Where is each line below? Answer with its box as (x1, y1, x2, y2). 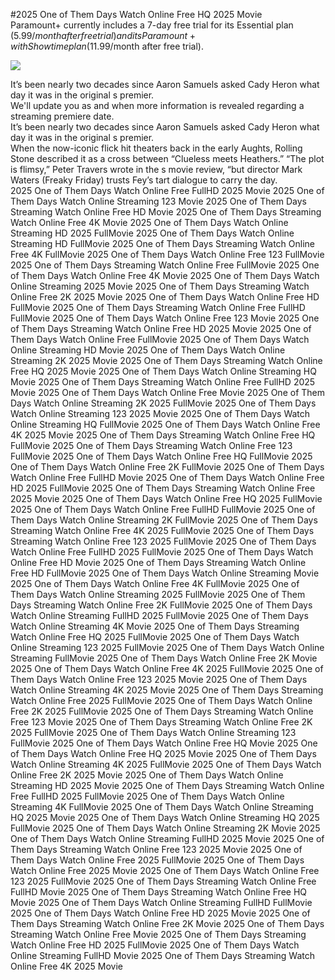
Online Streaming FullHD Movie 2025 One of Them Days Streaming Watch (10, 950, 316, 961)
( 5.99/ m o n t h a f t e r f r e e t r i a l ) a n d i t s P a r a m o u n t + (10, 30, 196, 41)
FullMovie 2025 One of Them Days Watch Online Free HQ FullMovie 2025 (10, 450, 313, 462)
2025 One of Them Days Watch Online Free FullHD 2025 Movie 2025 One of (10, 185, 325, 196)
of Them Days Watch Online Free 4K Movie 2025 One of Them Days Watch (10, 270, 320, 281)
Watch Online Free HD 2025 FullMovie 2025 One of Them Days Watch (10, 939, 300, 951)
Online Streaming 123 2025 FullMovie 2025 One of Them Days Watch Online (10, 642, 325, 653)
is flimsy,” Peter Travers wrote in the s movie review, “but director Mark (10, 164, 303, 175)
